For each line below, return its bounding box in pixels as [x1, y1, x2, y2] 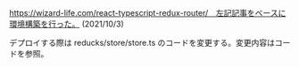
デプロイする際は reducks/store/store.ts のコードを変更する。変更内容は [9, 38, 275, 48]
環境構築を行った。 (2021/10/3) [9, 19, 125, 29]
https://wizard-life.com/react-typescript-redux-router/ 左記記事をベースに [9, 8, 287, 18]
